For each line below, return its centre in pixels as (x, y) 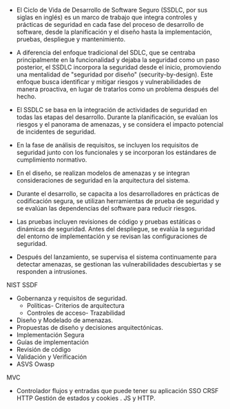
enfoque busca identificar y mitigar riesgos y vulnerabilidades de (108, 82)
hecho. (26, 96)
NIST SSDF (22, 285)
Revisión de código (44, 349)
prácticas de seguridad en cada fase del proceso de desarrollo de (110, 24)
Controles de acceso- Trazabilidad (76, 313)
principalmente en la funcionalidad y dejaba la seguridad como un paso (118, 60)
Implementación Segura (50, 335)
